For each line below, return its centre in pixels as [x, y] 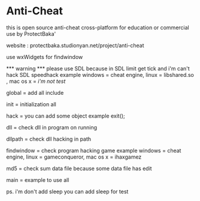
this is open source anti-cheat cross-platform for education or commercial [98, 27]
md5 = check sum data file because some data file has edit [79, 168]
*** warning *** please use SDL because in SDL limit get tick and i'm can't [98, 68]
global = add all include [35, 92]
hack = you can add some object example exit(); [66, 116]
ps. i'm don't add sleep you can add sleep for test [67, 191]
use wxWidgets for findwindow [45, 57]
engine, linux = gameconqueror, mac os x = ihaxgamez [74, 157]
